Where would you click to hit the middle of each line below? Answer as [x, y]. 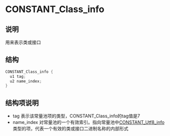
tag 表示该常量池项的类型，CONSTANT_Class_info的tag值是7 [76, 116]
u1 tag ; [18, 76]
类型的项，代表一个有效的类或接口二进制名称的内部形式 [70, 129]
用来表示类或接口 [23, 42]
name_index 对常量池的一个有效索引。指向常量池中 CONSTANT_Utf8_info [89, 122]
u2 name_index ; [26, 81]
